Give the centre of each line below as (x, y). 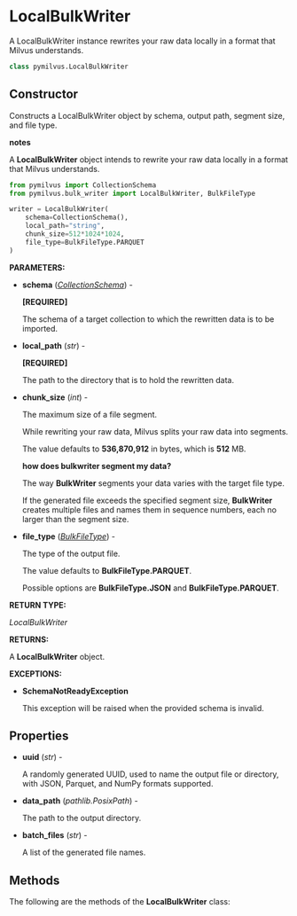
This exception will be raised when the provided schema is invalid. (143, 708)
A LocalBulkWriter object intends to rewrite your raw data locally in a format (148, 159)
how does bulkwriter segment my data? (96, 466)
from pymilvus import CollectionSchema (83, 185)
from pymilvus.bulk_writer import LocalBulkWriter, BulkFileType (132, 193)
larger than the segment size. (75, 519)
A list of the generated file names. (84, 852)
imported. (40, 328)
